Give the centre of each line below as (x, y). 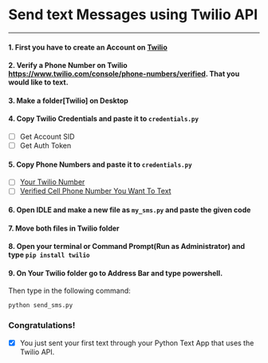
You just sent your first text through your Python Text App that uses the (137, 343)
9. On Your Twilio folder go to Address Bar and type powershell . (116, 273)
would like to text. (39, 82)
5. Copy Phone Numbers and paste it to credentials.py (100, 164)
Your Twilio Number (52, 182)
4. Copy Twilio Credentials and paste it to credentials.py (104, 119)
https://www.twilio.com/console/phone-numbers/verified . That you (124, 74)
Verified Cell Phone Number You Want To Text (95, 191)
